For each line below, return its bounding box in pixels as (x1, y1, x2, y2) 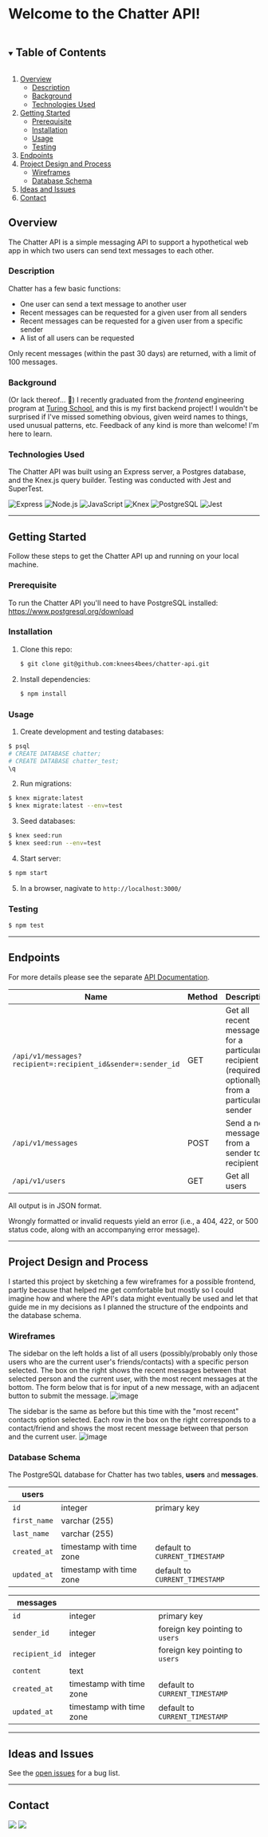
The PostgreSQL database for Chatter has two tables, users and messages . (8, 1470, 258, 1479)
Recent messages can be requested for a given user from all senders (19, 307, 247, 317)
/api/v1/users (12, 1176, 66, 1186)
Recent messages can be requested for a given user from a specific (19, 316, 243, 326)
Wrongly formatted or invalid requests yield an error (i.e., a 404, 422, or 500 (8, 1216, 258, 1225)
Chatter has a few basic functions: (8, 283, 121, 293)
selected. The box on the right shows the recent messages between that (8, 1365, 247, 1375)
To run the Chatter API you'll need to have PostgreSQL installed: (8, 598, 219, 608)
